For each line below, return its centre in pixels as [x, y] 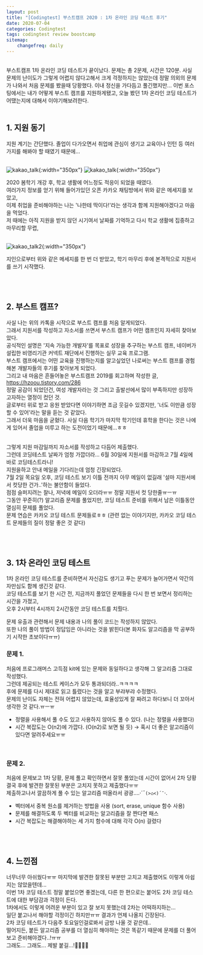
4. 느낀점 [22, 861]
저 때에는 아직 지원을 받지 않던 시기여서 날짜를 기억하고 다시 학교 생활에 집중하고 [101, 220]
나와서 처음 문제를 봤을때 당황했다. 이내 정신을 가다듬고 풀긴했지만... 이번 [98, 85]
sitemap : [17, 40]
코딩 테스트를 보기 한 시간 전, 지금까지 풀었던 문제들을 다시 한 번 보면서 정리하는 [100, 594]
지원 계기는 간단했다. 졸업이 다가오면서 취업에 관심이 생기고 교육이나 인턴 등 [95, 144]
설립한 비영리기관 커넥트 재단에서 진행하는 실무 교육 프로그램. [78, 353]
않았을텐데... [32, 884]
